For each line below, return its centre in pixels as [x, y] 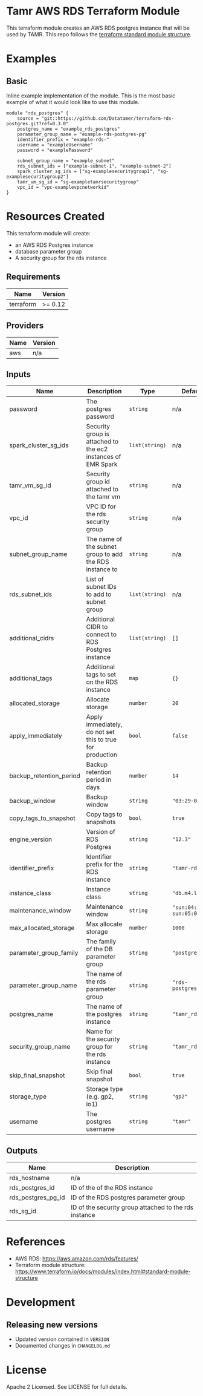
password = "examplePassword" [55, 150]
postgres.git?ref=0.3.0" [37, 123]
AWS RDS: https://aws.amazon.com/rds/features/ [77, 1259]
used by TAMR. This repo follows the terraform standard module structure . [99, 34]
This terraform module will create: [48, 233]
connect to [101, 635]
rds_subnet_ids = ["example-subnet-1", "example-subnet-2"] [94, 166]
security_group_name [40, 1047]
